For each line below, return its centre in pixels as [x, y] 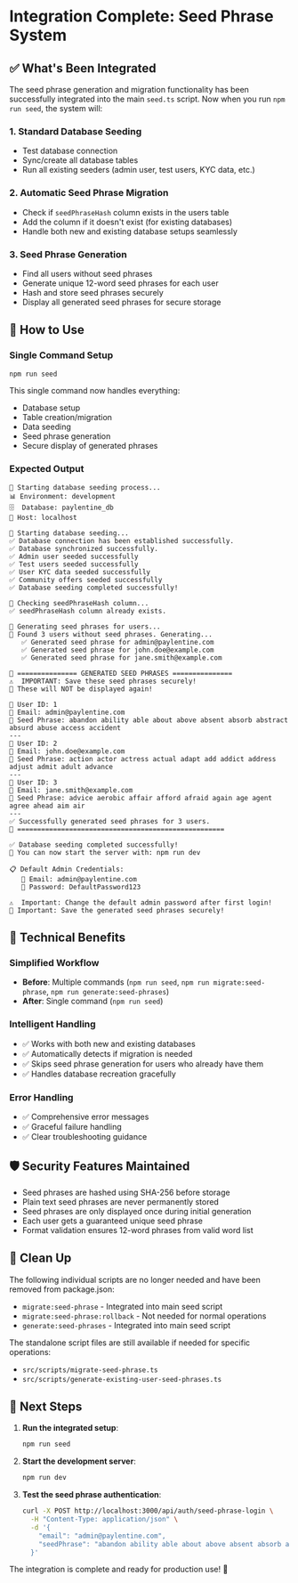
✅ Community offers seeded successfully [86, 580]
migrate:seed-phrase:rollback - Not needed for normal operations [144, 1316]
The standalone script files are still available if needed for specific [130, 1343]
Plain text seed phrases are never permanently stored [121, 1201]
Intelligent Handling [52, 1024]
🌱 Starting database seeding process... [85, 487]
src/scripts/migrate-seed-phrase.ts [90, 1370]
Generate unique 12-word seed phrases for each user [121, 283]
